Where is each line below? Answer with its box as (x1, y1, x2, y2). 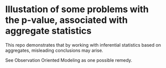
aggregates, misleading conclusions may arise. (5, 47, 104, 53)
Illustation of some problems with (5, 4, 149, 15)
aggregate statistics (5, 25, 92, 37)
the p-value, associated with (5, 14, 128, 26)
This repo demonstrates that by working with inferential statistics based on (5, 42, 161, 48)
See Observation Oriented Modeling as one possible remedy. (5, 57, 133, 63)
